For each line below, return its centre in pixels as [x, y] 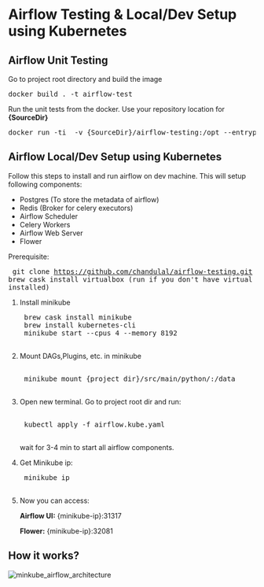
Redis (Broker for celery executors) [76, 208]
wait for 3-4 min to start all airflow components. [97, 447]
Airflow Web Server [51, 233]
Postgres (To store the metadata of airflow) [89, 199]
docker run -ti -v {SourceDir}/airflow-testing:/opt [114, 133]
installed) [29, 287]
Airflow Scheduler [49, 216]
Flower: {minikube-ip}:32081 [66, 531]
